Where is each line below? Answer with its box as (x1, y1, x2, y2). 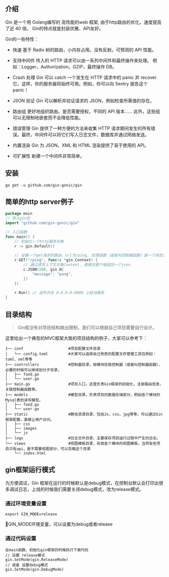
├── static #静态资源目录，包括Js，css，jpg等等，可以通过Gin (5, 412, 163, 417)
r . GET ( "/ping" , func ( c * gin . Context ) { (14, 258, 98, 263)
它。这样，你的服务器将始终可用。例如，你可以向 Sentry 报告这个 (12, 80, 148, 86)
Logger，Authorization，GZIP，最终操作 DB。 (21, 63, 117, 69)
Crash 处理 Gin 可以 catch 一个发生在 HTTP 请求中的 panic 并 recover (12, 74, 157, 80)
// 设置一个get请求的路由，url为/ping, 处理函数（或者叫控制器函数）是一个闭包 (14, 253, 162, 258)
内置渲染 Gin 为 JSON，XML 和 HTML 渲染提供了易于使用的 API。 (12, 142, 149, 148)
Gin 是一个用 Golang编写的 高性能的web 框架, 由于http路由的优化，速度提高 (5, 19, 162, 25)
